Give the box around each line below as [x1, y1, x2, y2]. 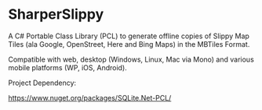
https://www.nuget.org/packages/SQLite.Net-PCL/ [8, 93, 172, 102]
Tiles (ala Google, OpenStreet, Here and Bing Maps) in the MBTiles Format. [8, 39, 250, 48]
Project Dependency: [8, 78, 77, 87]
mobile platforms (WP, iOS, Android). [8, 62, 127, 72]
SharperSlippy [8, 5, 104, 23]
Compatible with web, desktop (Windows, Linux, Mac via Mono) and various [8, 55, 255, 64]
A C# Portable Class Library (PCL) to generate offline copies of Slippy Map [8, 31, 249, 41]
